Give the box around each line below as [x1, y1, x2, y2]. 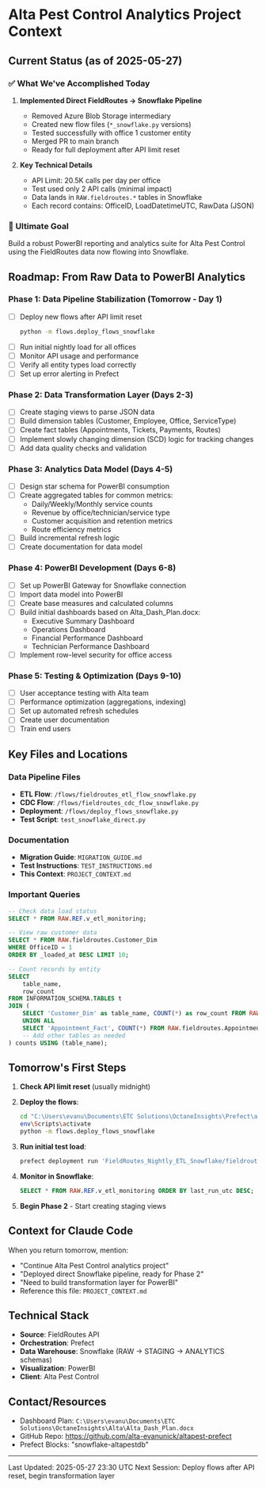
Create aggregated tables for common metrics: [19, 490, 173, 500]
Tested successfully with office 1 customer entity [31, 128, 192, 137]
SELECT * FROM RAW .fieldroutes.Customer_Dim [8, 936, 158, 945]
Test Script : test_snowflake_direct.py [19, 815, 146, 824]
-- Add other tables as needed [22, 1031, 126, 1040]
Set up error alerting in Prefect [19, 369, 120, 378]
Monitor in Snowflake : [19, 1172, 94, 1181]
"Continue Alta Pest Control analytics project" [19, 1260, 169, 1270]
